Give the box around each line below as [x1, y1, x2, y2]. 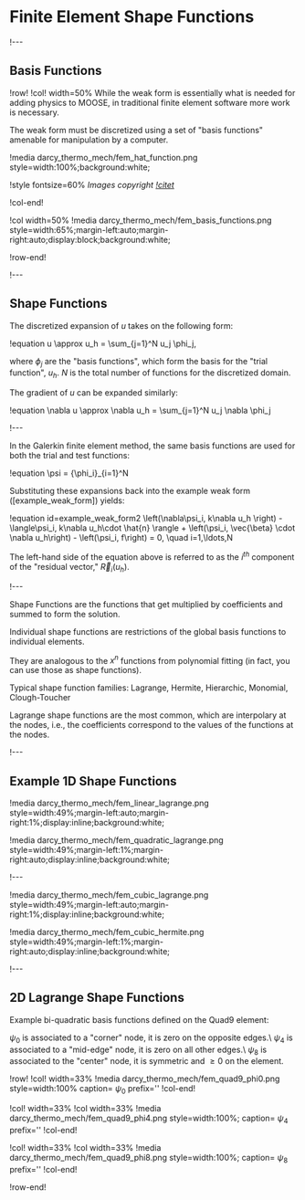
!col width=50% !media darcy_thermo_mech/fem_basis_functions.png [9, 215, 272, 226]
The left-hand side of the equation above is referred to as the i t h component [9, 550, 295, 563]
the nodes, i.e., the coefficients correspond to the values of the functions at [9, 720, 294, 731]
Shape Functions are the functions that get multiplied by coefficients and [9, 598, 283, 609]
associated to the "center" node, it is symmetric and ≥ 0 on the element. [9, 1056, 285, 1067]
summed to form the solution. [9, 608, 121, 619]
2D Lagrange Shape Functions [9, 990, 184, 1005]
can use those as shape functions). [9, 665, 142, 676]
